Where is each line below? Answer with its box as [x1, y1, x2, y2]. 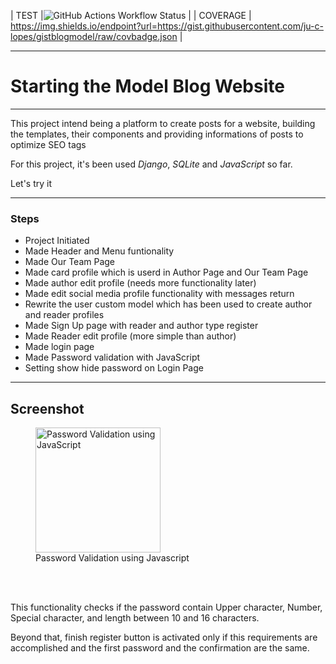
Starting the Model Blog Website [10, 75, 285, 98]
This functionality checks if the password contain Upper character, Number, [10, 601, 323, 614]
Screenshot [10, 400, 85, 417]
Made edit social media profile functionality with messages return [24, 288, 295, 300]
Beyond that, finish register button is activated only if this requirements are [10, 631, 318, 644]
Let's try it [10, 177, 53, 189]
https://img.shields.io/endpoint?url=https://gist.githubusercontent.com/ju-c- [10, 20, 324, 32]
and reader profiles [24, 309, 105, 321]
